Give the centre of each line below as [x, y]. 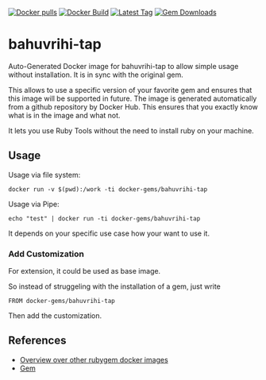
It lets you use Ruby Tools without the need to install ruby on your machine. [131, 130]
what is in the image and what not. [64, 115]
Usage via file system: [44, 175]
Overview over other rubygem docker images [94, 359]
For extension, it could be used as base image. [85, 271]
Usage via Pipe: [34, 204]
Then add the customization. [55, 316]
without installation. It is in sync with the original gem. [96, 75]
